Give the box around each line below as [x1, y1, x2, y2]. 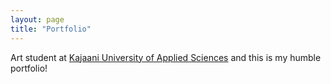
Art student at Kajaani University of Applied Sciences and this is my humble [10, 51, 322, 63]
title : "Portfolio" [10, 24, 92, 34]
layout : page [10, 14, 65, 25]
